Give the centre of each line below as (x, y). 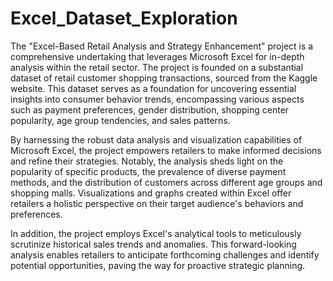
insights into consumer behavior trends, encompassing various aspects (157, 99)
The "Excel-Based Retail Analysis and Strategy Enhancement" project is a (162, 46)
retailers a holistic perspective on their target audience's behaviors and (157, 203)
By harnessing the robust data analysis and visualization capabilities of (156, 139)
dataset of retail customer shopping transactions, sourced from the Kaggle (164, 78)
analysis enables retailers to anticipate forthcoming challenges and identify (165, 254)
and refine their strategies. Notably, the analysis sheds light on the (147, 161)
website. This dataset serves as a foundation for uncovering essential (153, 88)
